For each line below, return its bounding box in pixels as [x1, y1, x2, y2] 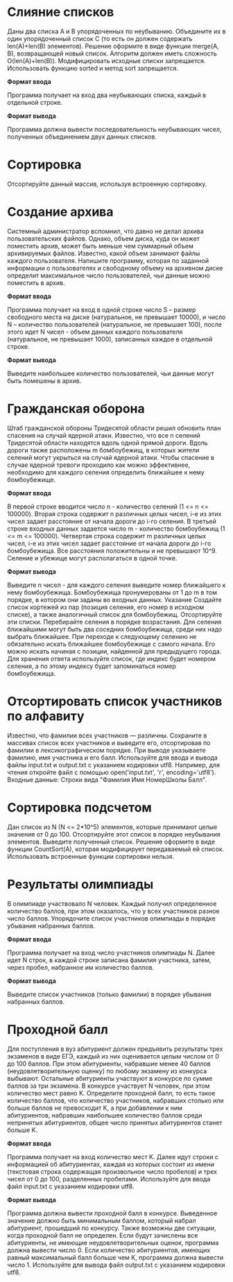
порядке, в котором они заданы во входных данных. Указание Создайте [7, 595, 222, 604]
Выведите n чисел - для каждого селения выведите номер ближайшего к [7, 581, 226, 589]
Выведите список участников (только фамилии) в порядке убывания [7, 990, 212, 998]
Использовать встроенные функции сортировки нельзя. [7, 852, 175, 860]
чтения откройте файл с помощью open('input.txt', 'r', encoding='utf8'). [7, 768, 216, 776]
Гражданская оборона [7, 401, 145, 416]
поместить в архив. [7, 278, 65, 287]
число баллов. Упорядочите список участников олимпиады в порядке [7, 914, 216, 923]
